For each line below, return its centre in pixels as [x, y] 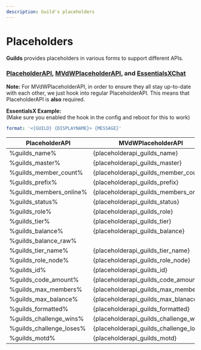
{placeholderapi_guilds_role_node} [141, 260]
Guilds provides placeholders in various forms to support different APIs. [95, 58]
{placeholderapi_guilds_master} [137, 162]
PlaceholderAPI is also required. [46, 99]
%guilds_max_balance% [44, 299]
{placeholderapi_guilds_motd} [135, 338]
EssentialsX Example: [34, 111]
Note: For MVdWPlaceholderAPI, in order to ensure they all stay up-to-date [99, 86]
